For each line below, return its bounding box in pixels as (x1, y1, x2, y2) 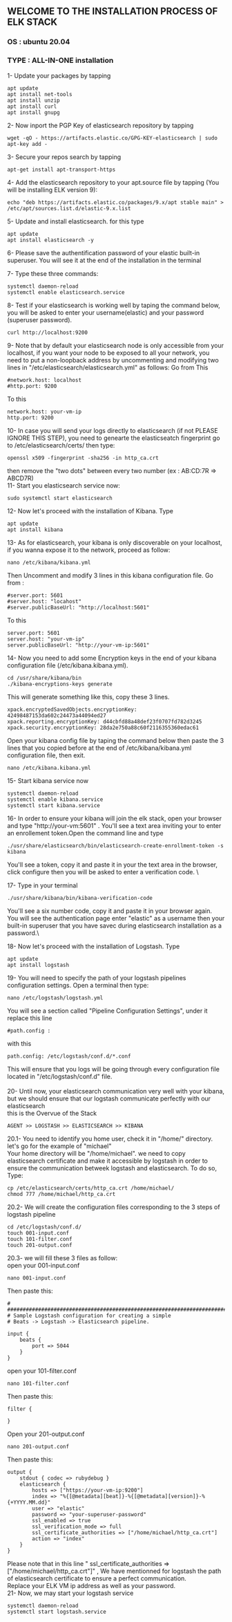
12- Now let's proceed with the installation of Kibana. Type (7, 506, 174, 515)
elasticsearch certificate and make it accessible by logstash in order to (7, 1156, 209, 1165)
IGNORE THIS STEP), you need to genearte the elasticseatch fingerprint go (7, 434, 220, 442)
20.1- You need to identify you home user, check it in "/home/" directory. (7, 1134, 213, 1143)
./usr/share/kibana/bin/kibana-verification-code (7, 894, 153, 901)
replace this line (7, 1013, 52, 1022)
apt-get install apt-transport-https (7, 166, 116, 173)
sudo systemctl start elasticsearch (7, 495, 113, 501)
